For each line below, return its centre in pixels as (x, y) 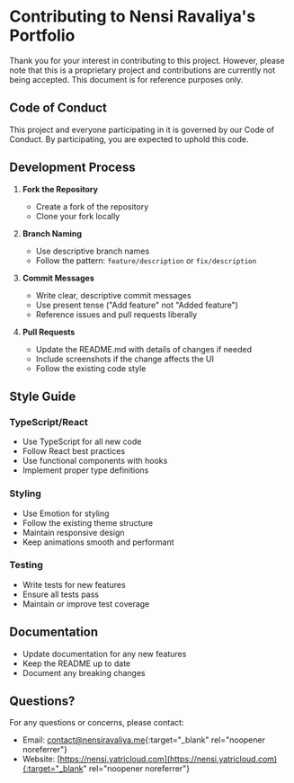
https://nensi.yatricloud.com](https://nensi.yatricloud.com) (169, 759)
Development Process (73, 168)
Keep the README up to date (76, 663)
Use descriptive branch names (93, 251)
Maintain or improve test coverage (86, 603)
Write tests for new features (74, 584)
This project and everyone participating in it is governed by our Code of (142, 129)
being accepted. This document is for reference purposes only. (126, 79)
